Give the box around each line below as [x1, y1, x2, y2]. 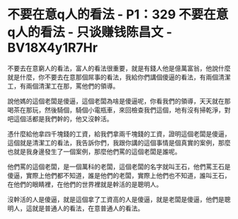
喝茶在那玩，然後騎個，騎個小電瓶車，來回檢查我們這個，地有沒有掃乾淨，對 [7, 106, 231, 114]
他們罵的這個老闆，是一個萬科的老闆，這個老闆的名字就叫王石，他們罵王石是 [7, 162, 231, 171]
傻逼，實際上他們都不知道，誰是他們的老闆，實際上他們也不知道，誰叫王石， [7, 171, 231, 179]
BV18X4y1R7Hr [7, 40, 98, 56]
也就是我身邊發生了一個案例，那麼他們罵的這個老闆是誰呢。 [7, 147, 181, 156]
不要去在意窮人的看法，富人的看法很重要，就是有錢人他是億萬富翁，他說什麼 [7, 64, 231, 72]
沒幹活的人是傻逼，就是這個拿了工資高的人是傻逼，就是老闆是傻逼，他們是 [7, 195, 225, 203]
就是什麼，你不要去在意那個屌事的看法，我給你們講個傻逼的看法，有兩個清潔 [7, 72, 231, 82]
